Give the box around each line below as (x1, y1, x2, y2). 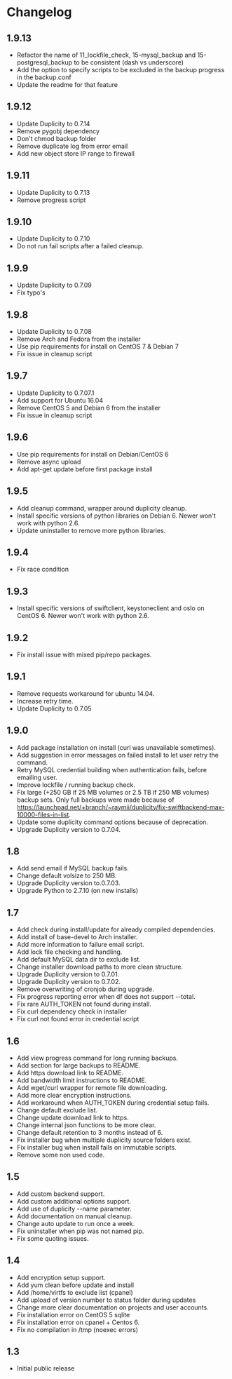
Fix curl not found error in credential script (16, 1015, 139, 1023)
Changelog (6, 4, 72, 20)
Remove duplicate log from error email (16, 142, 128, 150)
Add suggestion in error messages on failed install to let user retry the (16, 751, 219, 759)
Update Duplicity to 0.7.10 (16, 234, 90, 243)
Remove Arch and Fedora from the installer (16, 335, 141, 344)
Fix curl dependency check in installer (16, 1007, 127, 1016)
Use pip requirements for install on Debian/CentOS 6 (16, 450, 169, 458)
